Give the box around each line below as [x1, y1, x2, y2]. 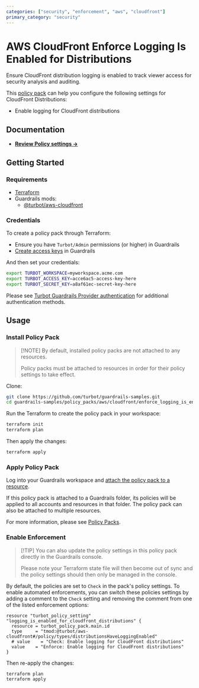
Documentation [6, 124, 65, 135]
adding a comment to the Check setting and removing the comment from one [6, 595, 192, 602]
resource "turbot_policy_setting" [6, 613, 92, 619]
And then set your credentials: [6, 259, 80, 266]
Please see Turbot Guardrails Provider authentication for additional [6, 292, 169, 299]
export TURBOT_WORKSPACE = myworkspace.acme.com [6, 270, 123, 276]
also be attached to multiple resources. [6, 507, 102, 514]
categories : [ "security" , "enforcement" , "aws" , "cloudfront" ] [6, 8, 166, 15]
